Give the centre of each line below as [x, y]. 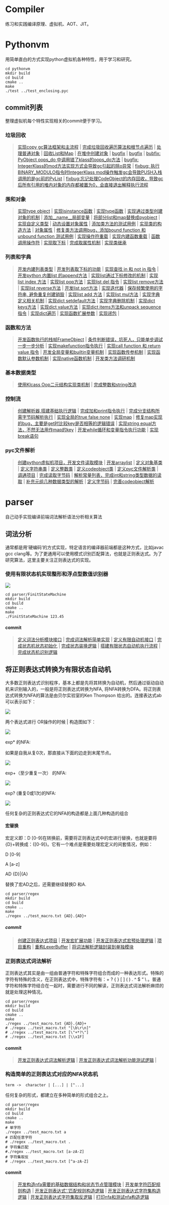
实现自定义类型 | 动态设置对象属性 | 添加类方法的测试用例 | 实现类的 [87, 224]
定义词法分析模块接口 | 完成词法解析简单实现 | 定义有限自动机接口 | [87, 640]
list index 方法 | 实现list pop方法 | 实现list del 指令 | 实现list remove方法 [90, 282]
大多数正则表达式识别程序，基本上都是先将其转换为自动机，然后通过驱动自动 [84, 683]
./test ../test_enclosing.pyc [37, 91]
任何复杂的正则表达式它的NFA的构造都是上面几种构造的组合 [67, 813]
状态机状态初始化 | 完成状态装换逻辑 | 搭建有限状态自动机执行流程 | [91, 646]
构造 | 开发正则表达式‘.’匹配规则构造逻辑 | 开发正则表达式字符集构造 [91, 1191]
